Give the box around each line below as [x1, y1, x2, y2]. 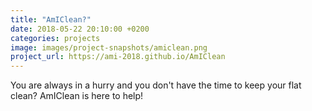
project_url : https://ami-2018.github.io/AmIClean [10, 52, 226, 62]
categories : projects [10, 33, 101, 43]
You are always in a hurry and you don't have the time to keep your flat [10, 79, 302, 91]
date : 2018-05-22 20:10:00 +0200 [10, 24, 150, 34]
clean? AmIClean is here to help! [10, 90, 144, 102]
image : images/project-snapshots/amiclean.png [10, 42, 208, 53]
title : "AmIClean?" [10, 14, 92, 25]
